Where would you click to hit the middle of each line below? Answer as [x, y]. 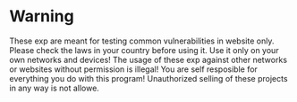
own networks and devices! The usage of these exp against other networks [148, 59]
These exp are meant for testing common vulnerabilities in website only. [142, 41]
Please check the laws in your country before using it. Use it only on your [144, 50]
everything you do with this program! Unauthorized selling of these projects [148, 78]
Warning [42, 16]
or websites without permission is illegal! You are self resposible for [133, 69]
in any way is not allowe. [55, 88]
